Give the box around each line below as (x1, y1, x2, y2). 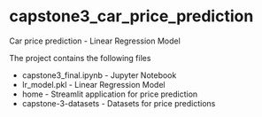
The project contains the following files (9, 52, 151, 63)
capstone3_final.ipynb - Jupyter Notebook (21, 69, 177, 81)
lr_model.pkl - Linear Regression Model (21, 79, 166, 90)
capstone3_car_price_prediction (9, 6, 254, 27)
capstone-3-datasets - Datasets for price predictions (21, 97, 216, 108)
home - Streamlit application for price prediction (21, 89, 198, 99)
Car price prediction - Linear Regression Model (9, 35, 181, 46)
